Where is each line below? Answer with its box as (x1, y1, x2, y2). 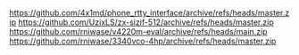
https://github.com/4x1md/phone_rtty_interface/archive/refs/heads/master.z (9, 8, 290, 18)
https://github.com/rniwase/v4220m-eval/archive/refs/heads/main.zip (9, 27, 268, 36)
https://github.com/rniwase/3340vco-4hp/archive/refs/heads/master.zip (9, 35, 277, 46)
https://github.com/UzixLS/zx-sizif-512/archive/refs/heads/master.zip (17, 17, 274, 27)
